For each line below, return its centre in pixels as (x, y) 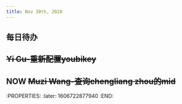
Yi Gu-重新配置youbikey (51, 59)
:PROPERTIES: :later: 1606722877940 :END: (60, 96)
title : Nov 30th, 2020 (34, 12)
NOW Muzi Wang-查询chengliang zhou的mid (91, 81)
